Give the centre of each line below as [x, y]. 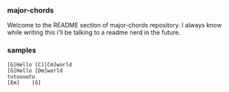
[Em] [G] [24, 82]
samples [22, 50]
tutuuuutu [21, 77]
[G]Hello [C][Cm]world [40, 65]
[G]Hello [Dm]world [35, 71]
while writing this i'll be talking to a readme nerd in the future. [94, 32]
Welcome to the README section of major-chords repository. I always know [115, 25]
